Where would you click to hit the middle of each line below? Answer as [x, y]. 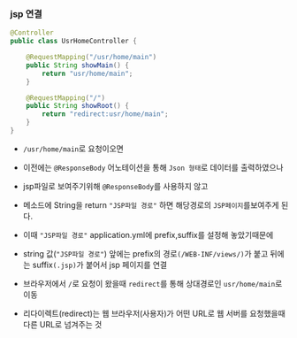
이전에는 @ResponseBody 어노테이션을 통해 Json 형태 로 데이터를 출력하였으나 [153, 167]
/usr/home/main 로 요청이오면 [73, 149]
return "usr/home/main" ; [88, 73]
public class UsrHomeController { [74, 42]
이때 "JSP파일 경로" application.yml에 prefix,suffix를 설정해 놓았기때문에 [148, 234]
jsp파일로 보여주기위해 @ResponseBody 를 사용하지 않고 [115, 186]
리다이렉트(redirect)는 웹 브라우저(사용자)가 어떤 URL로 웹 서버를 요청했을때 [154, 313]
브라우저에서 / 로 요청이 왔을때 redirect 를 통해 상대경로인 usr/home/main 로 [152, 283]
